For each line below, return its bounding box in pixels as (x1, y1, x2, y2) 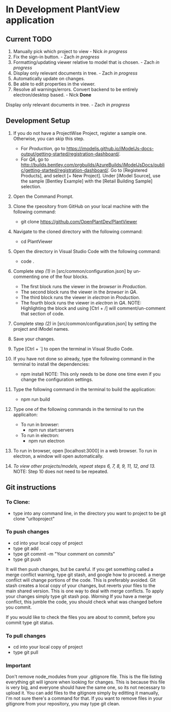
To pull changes (6, 632, 46, 639)
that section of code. (20, 310, 65, 316)
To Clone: (6, 498, 30, 506)
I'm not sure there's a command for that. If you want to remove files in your (6, 695, 163, 701)
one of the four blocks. (40, 273, 89, 280)
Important (6, 662, 31, 669)
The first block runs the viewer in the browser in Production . (20, 283, 147, 289)
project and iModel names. (13, 326, 69, 332)
